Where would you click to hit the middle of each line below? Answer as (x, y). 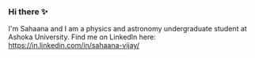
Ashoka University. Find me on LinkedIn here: (82, 37)
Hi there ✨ (28, 12)
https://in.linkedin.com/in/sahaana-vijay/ (74, 45)
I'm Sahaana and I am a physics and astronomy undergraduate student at (127, 29)
